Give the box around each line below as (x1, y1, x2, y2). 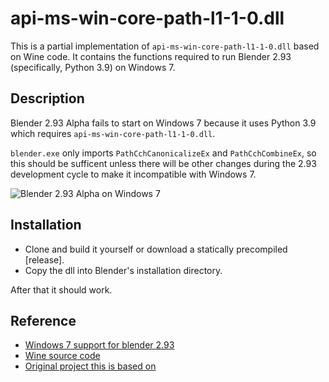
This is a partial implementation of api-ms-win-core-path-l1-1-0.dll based (10, 40, 320, 52)
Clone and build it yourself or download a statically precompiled (24, 243, 288, 255)
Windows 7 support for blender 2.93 (24, 339, 175, 351)
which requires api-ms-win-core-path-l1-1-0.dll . (10, 127, 216, 139)
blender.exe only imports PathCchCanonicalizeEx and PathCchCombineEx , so (10, 147, 317, 159)
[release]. (24, 253, 65, 266)
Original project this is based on (24, 360, 157, 372)
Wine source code (24, 350, 101, 362)
